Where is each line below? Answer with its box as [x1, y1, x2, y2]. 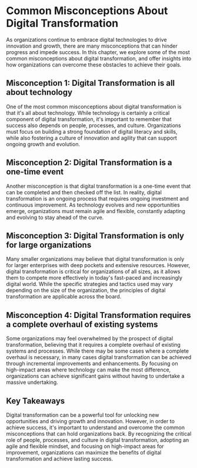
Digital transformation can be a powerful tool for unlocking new [6, 411, 159, 419]
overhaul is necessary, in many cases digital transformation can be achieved [6, 354, 192, 361]
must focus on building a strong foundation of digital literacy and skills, [6, 128, 178, 135]
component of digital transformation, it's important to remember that [6, 115, 172, 122]
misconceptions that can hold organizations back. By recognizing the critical [6, 430, 192, 437]
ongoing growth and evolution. [6, 140, 81, 148]
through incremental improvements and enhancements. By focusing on [6, 360, 178, 367]
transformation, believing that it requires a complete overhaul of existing [6, 341, 181, 348]
